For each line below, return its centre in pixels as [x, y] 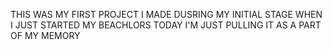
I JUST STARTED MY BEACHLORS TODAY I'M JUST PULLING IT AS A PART [166, 25]
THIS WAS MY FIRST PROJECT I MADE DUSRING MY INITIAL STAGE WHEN [166, 14]
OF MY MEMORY [45, 35]
